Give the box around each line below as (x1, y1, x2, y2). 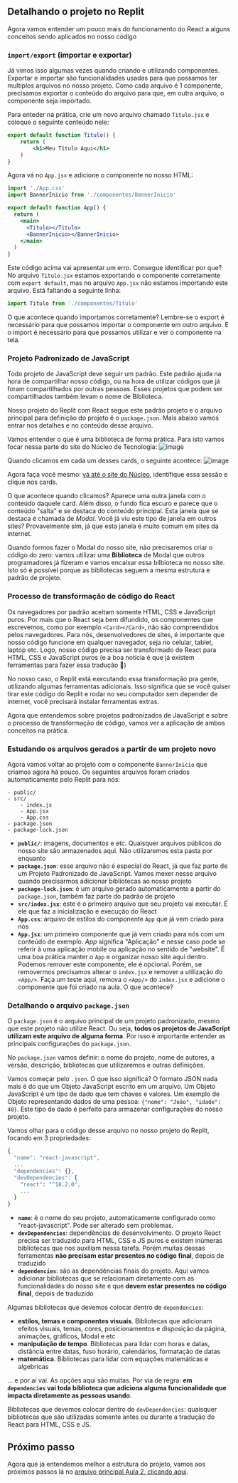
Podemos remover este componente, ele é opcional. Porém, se (17, 960, 202, 968)
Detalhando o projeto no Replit (7, 6, 144, 18)
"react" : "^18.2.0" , (20, 1181, 81, 1188)
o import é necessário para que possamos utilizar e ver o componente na (7, 328, 222, 337)
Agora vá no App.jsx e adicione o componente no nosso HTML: (7, 171, 193, 180)
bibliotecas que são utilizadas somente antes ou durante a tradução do (7, 1412, 215, 1421)
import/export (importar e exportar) (7, 50, 132, 60)
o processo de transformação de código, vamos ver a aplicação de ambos (7, 718, 225, 727)
